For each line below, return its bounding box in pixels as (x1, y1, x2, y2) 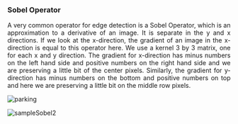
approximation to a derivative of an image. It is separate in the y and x (7, 28, 231, 37)
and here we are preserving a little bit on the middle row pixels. (7, 81, 191, 90)
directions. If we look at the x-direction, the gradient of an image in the (7, 36, 222, 45)
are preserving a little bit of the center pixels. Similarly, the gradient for (7, 66, 222, 75)
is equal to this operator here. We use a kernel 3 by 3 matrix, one (35, 44, 231, 52)
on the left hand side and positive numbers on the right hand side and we (7, 59, 231, 67)
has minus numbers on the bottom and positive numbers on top (35, 74, 231, 82)
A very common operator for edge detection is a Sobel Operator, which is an (7, 21, 231, 30)
